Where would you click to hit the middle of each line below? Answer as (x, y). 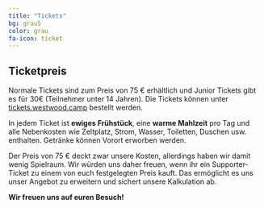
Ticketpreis (38, 71)
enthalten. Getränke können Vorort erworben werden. (98, 140)
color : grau (28, 31)
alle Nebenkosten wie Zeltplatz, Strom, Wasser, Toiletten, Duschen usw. (128, 132)
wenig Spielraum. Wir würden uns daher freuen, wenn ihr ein (109, 164)
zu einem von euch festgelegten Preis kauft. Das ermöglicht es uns (142, 173)
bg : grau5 (25, 23)
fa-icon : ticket (36, 38)
